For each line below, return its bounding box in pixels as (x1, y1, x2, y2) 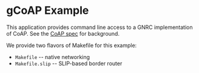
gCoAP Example (6, 4, 89, 17)
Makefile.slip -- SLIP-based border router (15, 60, 123, 67)
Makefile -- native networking (15, 53, 90, 60)
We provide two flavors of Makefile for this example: (6, 42, 137, 49)
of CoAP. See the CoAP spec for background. (6, 30, 120, 37)
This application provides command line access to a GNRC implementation (6, 24, 193, 31)
